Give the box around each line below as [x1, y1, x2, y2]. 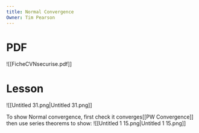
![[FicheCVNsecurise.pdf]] [6, 60, 72, 68]
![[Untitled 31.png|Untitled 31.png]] [6, 102, 92, 109]
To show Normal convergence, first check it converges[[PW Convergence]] [6, 113, 194, 121]
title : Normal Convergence [6, 8, 74, 15]
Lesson [6, 82, 44, 96]
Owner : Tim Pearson [6, 15, 55, 21]
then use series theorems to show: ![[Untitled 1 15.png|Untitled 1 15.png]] [6, 120, 186, 127]
